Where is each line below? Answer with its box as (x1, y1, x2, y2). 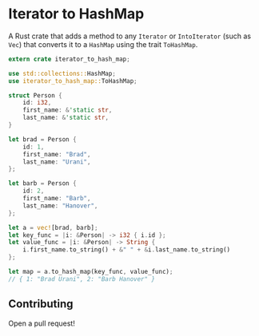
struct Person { (8, 91, 62, 100)
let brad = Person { (8, 135, 78, 144)
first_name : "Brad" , (22, 150, 91, 158)
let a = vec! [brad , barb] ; (8, 223, 98, 231)
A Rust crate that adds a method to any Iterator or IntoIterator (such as (8, 31, 252, 41)
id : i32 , (22, 99, 52, 107)
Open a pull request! (8, 318, 76, 328)
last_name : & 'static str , (22, 113, 110, 122)
